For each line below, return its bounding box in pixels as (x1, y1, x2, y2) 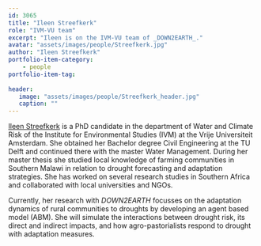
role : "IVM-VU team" (8, 26, 77, 34)
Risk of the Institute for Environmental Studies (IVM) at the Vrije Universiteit (8, 130, 253, 139)
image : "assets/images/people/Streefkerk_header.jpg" (18, 93, 200, 100)
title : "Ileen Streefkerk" (8, 19, 97, 27)
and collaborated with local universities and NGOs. (8, 180, 173, 190)
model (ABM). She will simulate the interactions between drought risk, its (8, 213, 245, 222)
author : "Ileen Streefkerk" (8, 48, 101, 56)
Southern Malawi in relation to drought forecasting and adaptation (8, 164, 223, 173)
